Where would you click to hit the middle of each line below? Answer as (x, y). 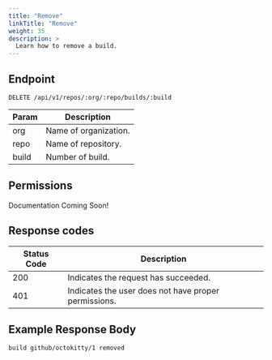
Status (36, 254)
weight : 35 (27, 31)
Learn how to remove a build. (66, 46)
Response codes (51, 231)
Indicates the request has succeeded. (139, 277)
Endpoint (32, 79)
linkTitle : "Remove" (43, 24)
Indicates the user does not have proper (144, 290)
